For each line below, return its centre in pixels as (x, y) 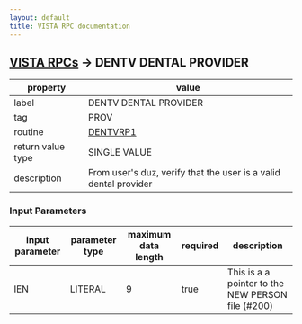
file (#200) (251, 305)
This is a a (249, 272)
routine (29, 132)
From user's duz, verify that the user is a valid (185, 173)
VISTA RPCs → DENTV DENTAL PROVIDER (129, 63)
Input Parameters (48, 211)
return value (40, 147)
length (149, 256)
